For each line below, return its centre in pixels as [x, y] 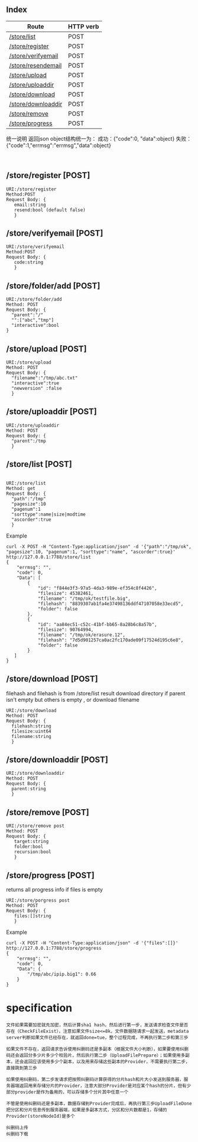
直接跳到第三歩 [22, 1068]
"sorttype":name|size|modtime [48, 514]
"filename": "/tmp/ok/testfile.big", [84, 599]
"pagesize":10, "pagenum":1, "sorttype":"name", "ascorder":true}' [91, 552]
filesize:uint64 [31, 731]
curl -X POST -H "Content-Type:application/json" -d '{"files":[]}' [92, 943]
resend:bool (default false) [50, 210]
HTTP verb [83, 26]
